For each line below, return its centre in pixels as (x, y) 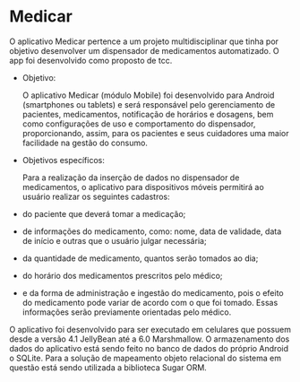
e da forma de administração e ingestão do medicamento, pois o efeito (153, 292)
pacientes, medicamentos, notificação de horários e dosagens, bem (148, 114)
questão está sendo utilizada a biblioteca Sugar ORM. (108, 367)
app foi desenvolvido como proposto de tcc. (91, 60)
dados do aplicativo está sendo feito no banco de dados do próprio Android (149, 348)
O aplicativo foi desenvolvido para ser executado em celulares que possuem (150, 329)
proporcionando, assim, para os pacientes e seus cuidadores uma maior (155, 133)
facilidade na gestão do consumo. (85, 143)
